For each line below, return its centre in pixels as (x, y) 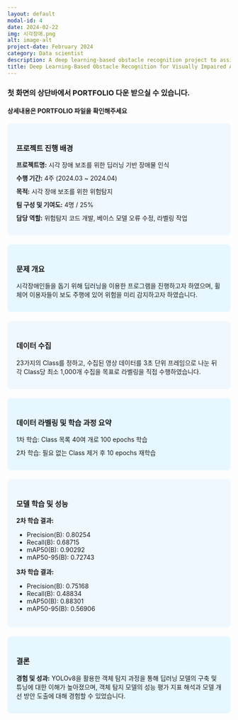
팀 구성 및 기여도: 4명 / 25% (55, 205)
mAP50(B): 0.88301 (55, 601)
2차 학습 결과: (35, 521)
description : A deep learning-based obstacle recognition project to (112, 60)
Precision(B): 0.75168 (58, 586)
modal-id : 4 (25, 21)
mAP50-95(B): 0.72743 (61, 558)
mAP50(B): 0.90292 (56, 550)
